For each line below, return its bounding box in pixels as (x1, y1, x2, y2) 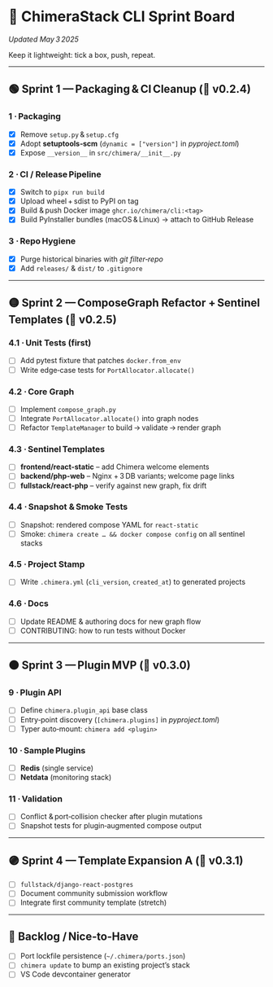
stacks (19, 537, 43, 548)
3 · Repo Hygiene (8, 235, 76, 247)
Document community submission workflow (19, 888, 168, 898)
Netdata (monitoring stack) (19, 773, 112, 782)
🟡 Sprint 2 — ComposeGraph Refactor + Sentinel (8, 296, 260, 310)
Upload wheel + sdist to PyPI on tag (19, 196, 140, 206)
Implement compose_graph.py (19, 404, 116, 414)
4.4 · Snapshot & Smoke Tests (8, 501, 128, 512)
